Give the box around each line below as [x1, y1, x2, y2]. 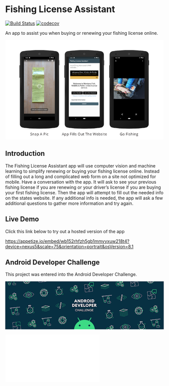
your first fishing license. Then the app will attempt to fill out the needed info [5, 189, 163, 195]
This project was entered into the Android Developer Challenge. [5, 271, 137, 278]
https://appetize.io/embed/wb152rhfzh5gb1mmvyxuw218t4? [5, 238, 130, 244]
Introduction [5, 149, 45, 158]
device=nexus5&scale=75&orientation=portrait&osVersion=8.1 [5, 243, 134, 249]
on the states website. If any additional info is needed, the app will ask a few [5, 195, 163, 201]
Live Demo [5, 215, 39, 224]
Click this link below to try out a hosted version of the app [5, 228, 125, 234]
